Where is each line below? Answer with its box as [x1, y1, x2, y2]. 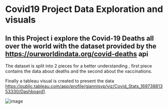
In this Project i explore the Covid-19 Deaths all [5, 34, 154, 42]
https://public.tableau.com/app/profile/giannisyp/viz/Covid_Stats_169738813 [5, 83, 163, 89]
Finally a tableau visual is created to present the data [5, 78, 114, 83]
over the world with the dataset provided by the [5, 41, 157, 50]
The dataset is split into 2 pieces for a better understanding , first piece [5, 63, 152, 68]
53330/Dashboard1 [5, 88, 45, 94]
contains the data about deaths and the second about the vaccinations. [5, 68, 152, 74]
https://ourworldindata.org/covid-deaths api [5, 49, 149, 58]
